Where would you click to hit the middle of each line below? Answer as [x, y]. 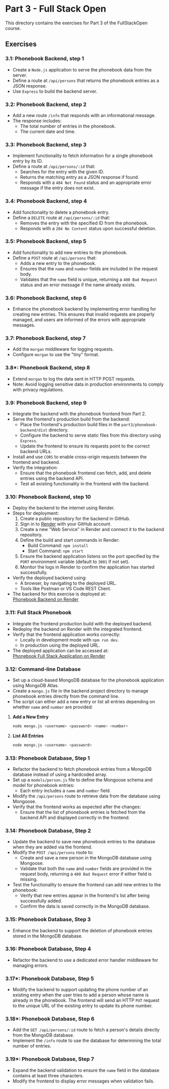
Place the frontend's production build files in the [70, 424]
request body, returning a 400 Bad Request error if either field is [86, 874]
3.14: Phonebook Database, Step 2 [48, 831]
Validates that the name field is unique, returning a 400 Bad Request [89, 279]
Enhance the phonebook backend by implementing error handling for [84, 309]
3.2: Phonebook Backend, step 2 [46, 104]
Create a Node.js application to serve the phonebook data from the [82, 69]
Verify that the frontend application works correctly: [66, 634]
